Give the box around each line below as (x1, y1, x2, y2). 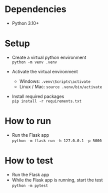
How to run (4, 116, 51, 127)
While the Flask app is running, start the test (11, 177, 103, 183)
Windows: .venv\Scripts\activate (19, 78, 91, 84)
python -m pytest (11, 183, 48, 188)
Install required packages (11, 93, 64, 99)
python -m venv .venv (11, 59, 57, 65)
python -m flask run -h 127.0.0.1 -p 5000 (11, 138, 102, 143)
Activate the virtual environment (11, 68, 78, 74)
